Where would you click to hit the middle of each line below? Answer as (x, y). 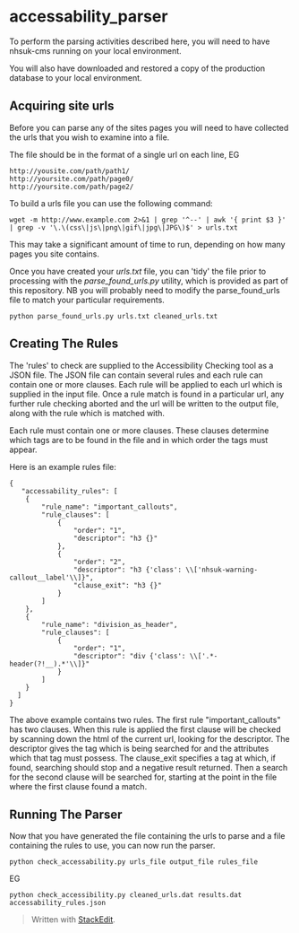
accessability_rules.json (57, 903)
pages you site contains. (55, 254)
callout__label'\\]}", (51, 577)
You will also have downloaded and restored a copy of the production (137, 68)
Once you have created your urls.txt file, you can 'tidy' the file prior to (138, 271)
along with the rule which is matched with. (87, 413)
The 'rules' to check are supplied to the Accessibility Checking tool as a (141, 365)
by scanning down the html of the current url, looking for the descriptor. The (149, 738)
